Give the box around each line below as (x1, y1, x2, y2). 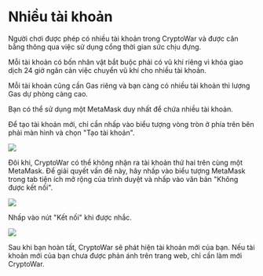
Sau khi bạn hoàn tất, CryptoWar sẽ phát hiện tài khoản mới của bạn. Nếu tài (8, 242, 255, 252)
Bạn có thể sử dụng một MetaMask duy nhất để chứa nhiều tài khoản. (8, 104, 234, 114)
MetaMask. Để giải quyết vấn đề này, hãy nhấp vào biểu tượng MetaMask (8, 165, 246, 176)
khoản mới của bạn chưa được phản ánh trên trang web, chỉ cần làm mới (8, 251, 243, 260)
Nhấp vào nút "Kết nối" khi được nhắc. (8, 212, 132, 222)
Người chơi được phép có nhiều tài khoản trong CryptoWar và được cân (8, 34, 239, 43)
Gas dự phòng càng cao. (8, 89, 89, 98)
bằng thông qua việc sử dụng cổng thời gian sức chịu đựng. (8, 42, 202, 51)
